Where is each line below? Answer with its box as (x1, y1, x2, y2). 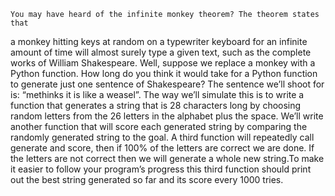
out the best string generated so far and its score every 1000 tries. (10, 174, 284, 185)
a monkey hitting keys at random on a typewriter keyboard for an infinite (10, 36, 308, 47)
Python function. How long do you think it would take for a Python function (10, 68, 318, 79)
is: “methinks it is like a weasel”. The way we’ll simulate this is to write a (10, 89, 305, 100)
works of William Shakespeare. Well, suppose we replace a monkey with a (10, 57, 316, 69)
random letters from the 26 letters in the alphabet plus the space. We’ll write (10, 110, 324, 122)
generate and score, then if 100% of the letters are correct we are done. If (10, 142, 315, 154)
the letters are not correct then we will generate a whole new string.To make (10, 153, 325, 164)
